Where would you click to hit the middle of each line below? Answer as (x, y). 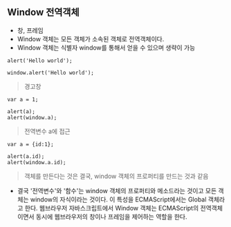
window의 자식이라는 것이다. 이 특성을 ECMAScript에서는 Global (118, 199)
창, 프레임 (30, 30)
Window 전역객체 (43, 12)
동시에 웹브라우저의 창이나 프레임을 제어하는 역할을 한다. (112, 217)
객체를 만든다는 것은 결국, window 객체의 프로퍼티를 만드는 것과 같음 (116, 176)
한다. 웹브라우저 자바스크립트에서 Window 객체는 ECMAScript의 (112, 208)
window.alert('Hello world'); (51, 72)
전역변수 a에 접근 (47, 131)
